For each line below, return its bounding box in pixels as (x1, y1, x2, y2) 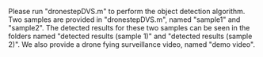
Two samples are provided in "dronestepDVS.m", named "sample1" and (8, 15, 241, 24)
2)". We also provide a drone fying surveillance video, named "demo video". (8, 40, 256, 49)
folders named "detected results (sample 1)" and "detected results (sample (8, 31, 253, 41)
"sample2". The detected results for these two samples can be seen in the (8, 23, 250, 32)
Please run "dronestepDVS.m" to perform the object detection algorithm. (8, 7, 246, 16)
